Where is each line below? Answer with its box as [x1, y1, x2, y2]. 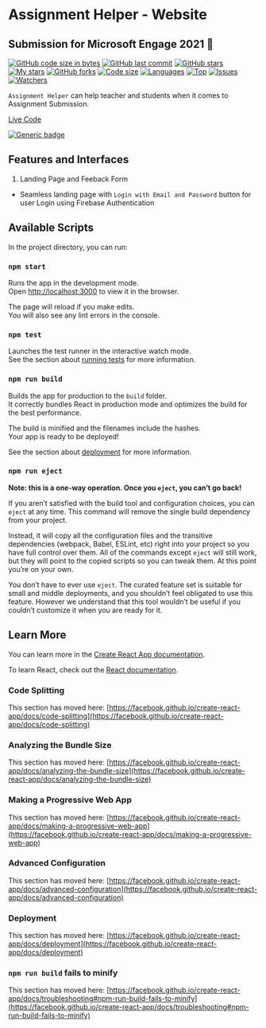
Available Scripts [8, 221, 94, 235]
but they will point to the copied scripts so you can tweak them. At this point [8, 555, 256, 566]
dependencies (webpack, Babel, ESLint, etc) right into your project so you [8, 539, 250, 548]
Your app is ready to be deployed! [8, 431, 119, 441]
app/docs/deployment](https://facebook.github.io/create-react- [8, 939, 217, 948]
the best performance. [8, 407, 82, 417]
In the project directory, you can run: [8, 242, 128, 251]
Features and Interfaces [8, 153, 129, 166]
